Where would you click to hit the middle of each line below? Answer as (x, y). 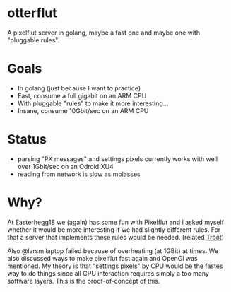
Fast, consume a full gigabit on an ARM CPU (82, 95)
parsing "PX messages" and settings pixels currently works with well (117, 159)
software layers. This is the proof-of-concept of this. (84, 281)
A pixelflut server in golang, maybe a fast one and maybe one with (103, 33)
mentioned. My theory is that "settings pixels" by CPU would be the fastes (115, 266)
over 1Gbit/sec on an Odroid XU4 (66, 166)
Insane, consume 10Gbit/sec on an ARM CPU (83, 110)
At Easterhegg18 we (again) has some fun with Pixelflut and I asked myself (116, 222)
